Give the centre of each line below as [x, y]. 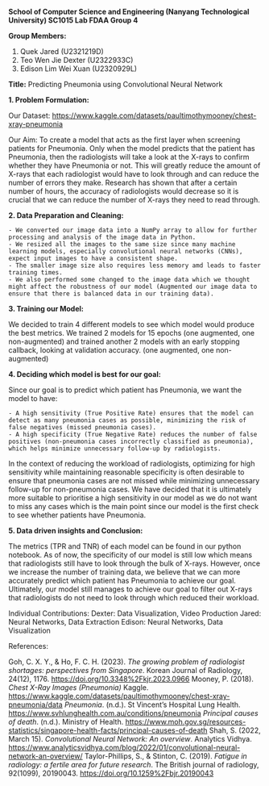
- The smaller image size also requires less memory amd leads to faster [135, 265]
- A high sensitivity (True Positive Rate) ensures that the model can [131, 413]
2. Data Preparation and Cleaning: [66, 215]
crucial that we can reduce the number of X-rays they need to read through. [134, 200]
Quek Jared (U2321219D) [62, 51]
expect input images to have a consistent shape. [93, 258]
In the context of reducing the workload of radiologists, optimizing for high [132, 464]
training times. [35, 273]
